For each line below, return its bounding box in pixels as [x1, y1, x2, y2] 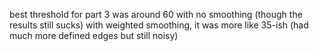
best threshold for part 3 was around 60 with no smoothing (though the [9, 9, 303, 20]
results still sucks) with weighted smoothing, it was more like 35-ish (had [9, 19, 309, 31]
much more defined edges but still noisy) [9, 30, 179, 41]
